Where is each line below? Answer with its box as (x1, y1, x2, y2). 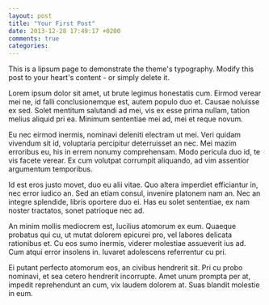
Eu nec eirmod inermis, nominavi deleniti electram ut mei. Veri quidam (8, 130, 241, 140)
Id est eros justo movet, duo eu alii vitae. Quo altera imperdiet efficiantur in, (8, 180, 258, 190)
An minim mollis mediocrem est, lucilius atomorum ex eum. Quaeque (8, 222, 237, 231)
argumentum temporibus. (8, 164, 93, 174)
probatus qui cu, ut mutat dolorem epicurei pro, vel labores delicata (8, 230, 233, 239)
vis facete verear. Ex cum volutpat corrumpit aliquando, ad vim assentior (8, 155, 250, 166)
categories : (8, 42, 48, 50)
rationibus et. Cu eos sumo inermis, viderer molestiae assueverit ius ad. (8, 239, 246, 248)
